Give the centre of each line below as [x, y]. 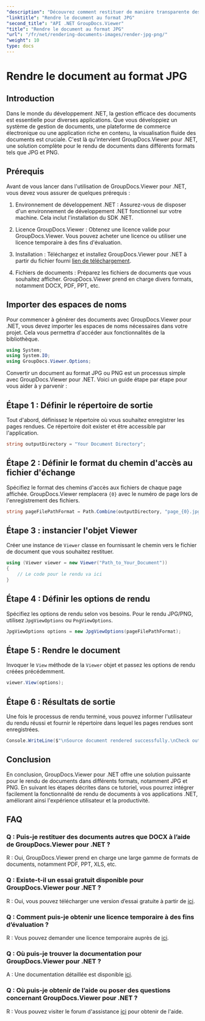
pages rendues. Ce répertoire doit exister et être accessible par [86, 426]
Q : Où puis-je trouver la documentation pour [74, 953]
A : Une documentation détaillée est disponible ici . [69, 975]
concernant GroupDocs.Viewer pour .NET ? [72, 998]
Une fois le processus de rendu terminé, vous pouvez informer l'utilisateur [99, 716]
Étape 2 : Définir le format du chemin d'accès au [100, 463]
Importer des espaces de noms [67, 305]
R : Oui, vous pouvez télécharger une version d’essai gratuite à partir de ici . [101, 901]
